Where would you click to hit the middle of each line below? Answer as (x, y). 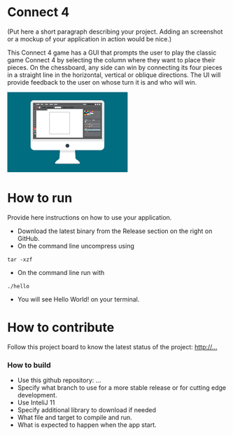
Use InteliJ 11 (36, 402)
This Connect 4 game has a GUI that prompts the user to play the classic (112, 52)
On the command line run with (61, 272)
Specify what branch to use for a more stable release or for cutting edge (121, 388)
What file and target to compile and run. (75, 418)
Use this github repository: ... (59, 380)
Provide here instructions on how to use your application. (90, 217)
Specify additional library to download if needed (86, 410)
